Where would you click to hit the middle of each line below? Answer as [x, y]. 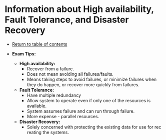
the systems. [56, 132]
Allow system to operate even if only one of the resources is [89, 100]
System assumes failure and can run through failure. [81, 111]
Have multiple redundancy [54, 95]
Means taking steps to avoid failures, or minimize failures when [92, 79]
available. [37, 106]
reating [34, 132]
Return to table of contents [39, 44]
